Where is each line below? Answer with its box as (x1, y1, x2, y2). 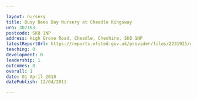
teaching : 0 (6, 46, 35, 53)
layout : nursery (6, 13, 46, 19)
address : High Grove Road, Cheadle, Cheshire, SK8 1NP (6, 36, 143, 42)
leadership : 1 (6, 57, 41, 63)
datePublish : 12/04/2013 (6, 79, 67, 85)
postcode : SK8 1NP (6, 30, 51, 36)
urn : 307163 (6, 25, 35, 30)
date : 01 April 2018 (6, 74, 57, 80)
